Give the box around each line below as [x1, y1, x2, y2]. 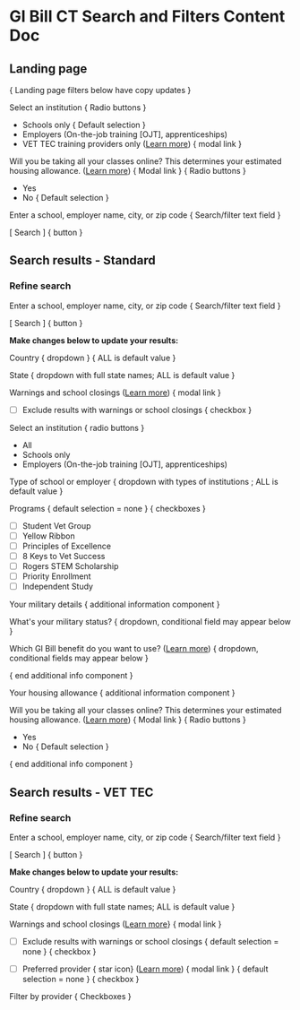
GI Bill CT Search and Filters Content [9, 6, 286, 27]
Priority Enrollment [21, 571, 91, 582]
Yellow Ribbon [21, 531, 75, 541]
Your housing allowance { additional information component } [9, 687, 236, 698]
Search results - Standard [9, 253, 157, 268]
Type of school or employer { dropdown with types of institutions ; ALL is [9, 476, 279, 487]
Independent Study [21, 581, 94, 592]
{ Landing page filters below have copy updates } [9, 85, 192, 95]
